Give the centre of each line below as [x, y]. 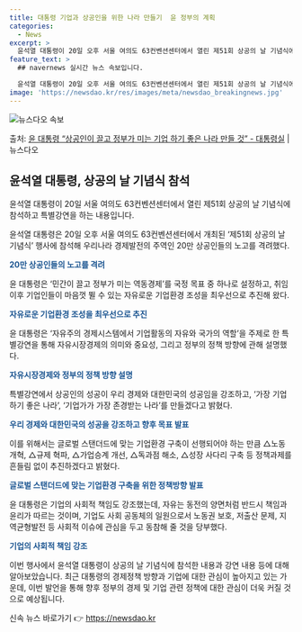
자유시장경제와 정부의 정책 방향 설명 [71, 375]
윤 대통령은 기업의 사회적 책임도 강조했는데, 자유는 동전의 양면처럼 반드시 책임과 [148, 504]
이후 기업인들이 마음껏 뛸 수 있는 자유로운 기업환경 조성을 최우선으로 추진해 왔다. [150, 295]
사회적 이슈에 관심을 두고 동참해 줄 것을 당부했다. [142, 527]
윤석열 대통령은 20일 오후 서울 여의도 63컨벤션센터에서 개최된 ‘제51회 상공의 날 [147, 234]
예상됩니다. [45, 599]
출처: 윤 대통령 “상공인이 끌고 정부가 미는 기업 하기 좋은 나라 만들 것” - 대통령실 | [150, 138]
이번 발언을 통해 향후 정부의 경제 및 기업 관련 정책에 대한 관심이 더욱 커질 [155, 588]
